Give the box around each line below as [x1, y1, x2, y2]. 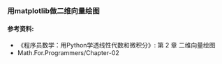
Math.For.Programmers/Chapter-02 [17, 49, 120, 57]
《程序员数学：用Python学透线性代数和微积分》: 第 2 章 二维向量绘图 [17, 41, 216, 50]
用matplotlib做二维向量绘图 [7, 6, 100, 15]
